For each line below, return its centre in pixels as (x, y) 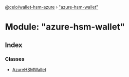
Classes (15, 59)
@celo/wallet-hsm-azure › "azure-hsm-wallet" (52, 7)
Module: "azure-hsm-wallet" (65, 27)
